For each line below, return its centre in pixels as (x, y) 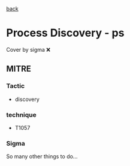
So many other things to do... (42, 156)
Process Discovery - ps (65, 33)
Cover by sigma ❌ (28, 49)
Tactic (16, 86)
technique (22, 115)
